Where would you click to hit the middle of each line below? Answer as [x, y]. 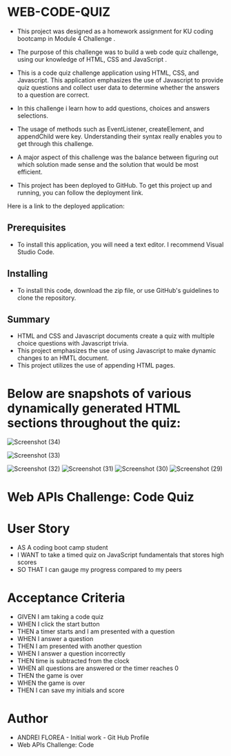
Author [28, 718]
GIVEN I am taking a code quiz [60, 617]
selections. [32, 116]
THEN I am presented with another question [80, 646]
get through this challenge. [56, 143]
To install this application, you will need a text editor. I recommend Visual [120, 244]
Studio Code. [36, 252]
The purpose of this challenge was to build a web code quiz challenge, [118, 52]
